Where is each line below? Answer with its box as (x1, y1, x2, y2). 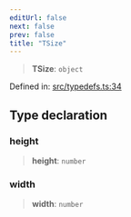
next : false (9, 22, 55, 31)
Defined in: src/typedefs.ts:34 (9, 81, 122, 92)
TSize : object (31, 64, 84, 74)
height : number (31, 155, 86, 166)
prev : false (9, 30, 55, 39)
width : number (31, 199, 84, 210)
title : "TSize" (9, 38, 67, 48)
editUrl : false (9, 13, 67, 23)
